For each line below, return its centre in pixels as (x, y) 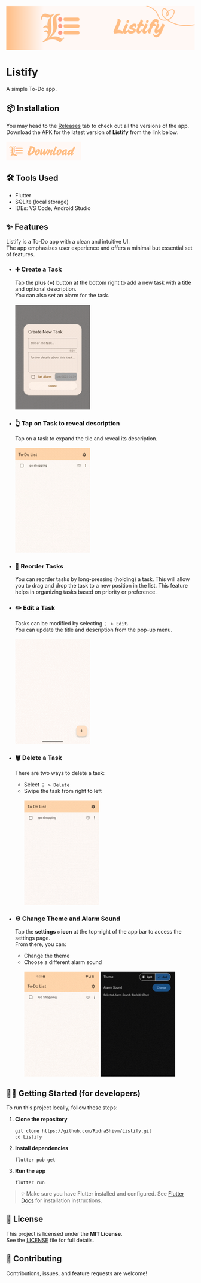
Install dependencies (42, 1148)
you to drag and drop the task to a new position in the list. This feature (101, 586)
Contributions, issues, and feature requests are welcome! (77, 1273)
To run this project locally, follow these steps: (62, 1108)
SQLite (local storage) (42, 202)
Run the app (30, 1171)
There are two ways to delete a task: (60, 773)
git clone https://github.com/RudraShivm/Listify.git (83, 1131)
